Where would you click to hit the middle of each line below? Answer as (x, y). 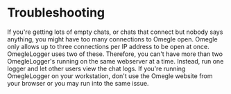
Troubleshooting (56, 13)
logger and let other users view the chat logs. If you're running (96, 68)
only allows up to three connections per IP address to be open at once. (108, 46)
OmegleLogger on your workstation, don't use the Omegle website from (110, 76)
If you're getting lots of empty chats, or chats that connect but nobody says (115, 32)
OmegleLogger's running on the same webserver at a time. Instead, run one (115, 61)
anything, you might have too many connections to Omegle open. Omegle (112, 39)
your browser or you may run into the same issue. (78, 83)
